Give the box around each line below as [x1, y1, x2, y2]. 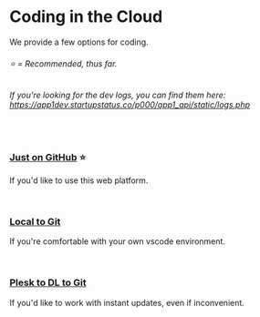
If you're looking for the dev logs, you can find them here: [9, 89, 226, 101]
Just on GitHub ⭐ [9, 150, 87, 163]
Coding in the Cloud [9, 6, 163, 27]
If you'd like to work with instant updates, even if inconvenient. [9, 297, 244, 308]
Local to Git [9, 215, 61, 228]
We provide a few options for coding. [9, 36, 149, 47]
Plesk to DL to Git [9, 276, 87, 289]
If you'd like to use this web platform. [9, 175, 149, 186]
